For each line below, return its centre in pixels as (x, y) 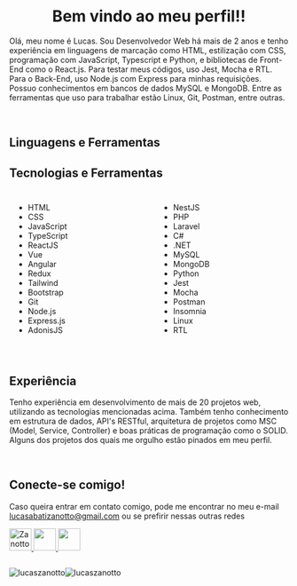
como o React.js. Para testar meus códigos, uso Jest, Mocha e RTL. (149, 69)
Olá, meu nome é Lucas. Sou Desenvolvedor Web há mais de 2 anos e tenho (149, 41)
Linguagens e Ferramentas (85, 143)
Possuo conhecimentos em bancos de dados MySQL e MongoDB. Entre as (145, 88)
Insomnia (189, 312)
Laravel (186, 226)
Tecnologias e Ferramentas (86, 173)
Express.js (47, 321)
